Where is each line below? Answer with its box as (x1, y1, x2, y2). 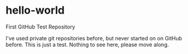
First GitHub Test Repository (5, 23, 75, 30)
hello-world (5, 4, 65, 17)
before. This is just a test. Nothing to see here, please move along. (5, 41, 169, 48)
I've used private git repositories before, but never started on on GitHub (5, 34, 183, 42)
